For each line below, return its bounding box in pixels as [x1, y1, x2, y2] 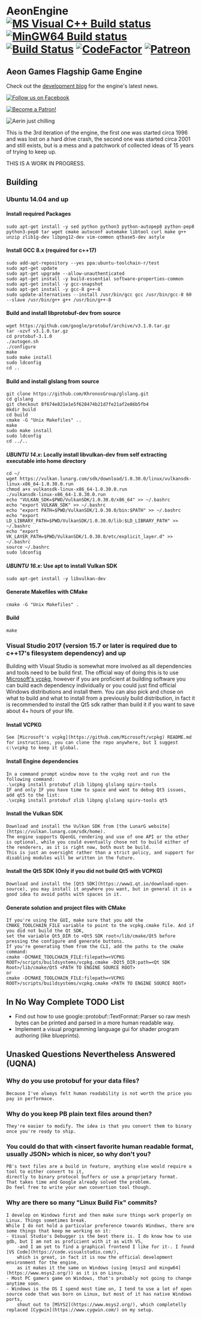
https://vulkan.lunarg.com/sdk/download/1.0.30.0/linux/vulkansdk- [19, 476, 192, 482]
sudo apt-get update [6, 265, 58, 271]
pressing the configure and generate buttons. [6, 938, 125, 944]
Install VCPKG [6, 721, 42, 728]
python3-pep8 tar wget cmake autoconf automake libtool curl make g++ [6, 228, 187, 235]
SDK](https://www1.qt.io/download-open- [86, 881, 189, 887]
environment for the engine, [6, 1259, 79, 1265]
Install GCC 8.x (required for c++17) [6, 246, 97, 254]
